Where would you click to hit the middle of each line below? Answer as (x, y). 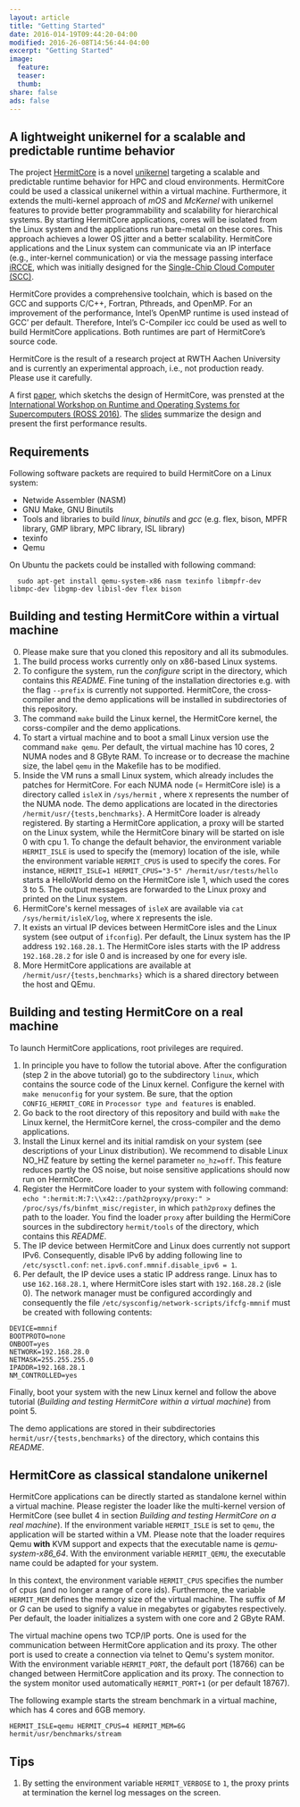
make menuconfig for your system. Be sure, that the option (128, 1093)
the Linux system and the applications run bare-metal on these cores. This (146, 230)
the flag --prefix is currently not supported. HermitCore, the (133, 690)
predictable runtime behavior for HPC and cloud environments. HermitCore (147, 182)
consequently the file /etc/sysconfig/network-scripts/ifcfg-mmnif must (156, 1302)
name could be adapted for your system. (84, 1563)
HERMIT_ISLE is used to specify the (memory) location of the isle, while (151, 851)
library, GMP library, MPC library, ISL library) (104, 529)
